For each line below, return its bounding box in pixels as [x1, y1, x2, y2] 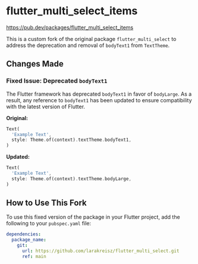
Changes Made [6, 59, 64, 69]
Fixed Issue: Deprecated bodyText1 [6, 77, 108, 85]
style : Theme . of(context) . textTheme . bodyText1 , [11, 137, 132, 143]
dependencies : [6, 231, 42, 237]
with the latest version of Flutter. [6, 103, 85, 110]
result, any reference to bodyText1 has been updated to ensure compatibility [6, 96, 192, 103]
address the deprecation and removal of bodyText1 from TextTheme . [6, 42, 170, 49]
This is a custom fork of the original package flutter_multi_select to [6, 35, 177, 42]
